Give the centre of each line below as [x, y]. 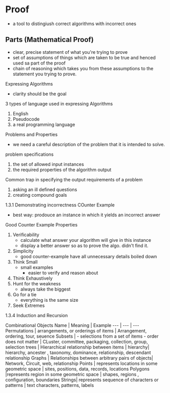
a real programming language [44, 125]
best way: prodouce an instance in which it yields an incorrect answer [86, 215]
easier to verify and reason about [63, 273]
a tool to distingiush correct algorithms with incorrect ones [75, 24]
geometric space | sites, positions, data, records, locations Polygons [78, 369]
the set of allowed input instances [48, 164]
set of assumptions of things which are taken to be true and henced [84, 57]
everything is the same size [49, 300]
